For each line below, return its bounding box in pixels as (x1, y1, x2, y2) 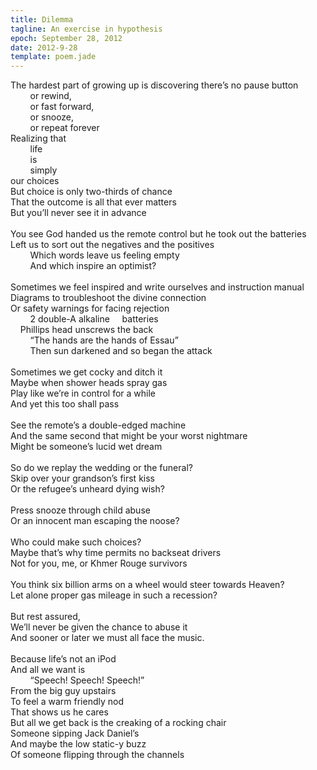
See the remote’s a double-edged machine (10, 419, 187, 431)
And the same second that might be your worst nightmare (10, 430, 248, 442)
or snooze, (29, 111, 75, 123)
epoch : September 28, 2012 (10, 33, 123, 43)
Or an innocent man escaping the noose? (10, 515, 180, 527)
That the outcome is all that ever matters (10, 196, 177, 208)
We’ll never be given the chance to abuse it (10, 621, 188, 633)
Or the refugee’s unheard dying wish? (10, 483, 165, 495)
